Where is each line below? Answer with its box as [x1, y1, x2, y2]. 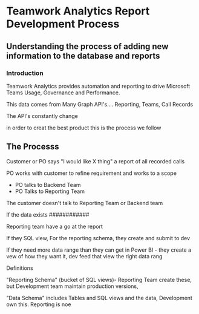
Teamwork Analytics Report [6, 4, 150, 18]
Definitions [6, 264, 33, 272]
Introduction [6, 68, 44, 77]
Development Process [6, 17, 120, 31]
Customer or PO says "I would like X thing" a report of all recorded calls [6, 157, 185, 165]
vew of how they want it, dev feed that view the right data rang [6, 252, 163, 260]
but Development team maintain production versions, [6, 283, 139, 290]
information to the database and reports [6, 50, 160, 61]
